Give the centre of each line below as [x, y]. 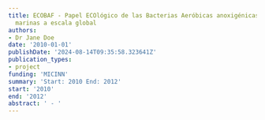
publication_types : [40, 60]
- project [24, 67]
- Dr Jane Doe [32, 37]
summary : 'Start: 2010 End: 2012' [65, 81]
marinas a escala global [56, 23]
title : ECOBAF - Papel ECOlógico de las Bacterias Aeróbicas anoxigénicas [134, 15]
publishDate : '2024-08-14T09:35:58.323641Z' [82, 52]
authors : [22, 30]
